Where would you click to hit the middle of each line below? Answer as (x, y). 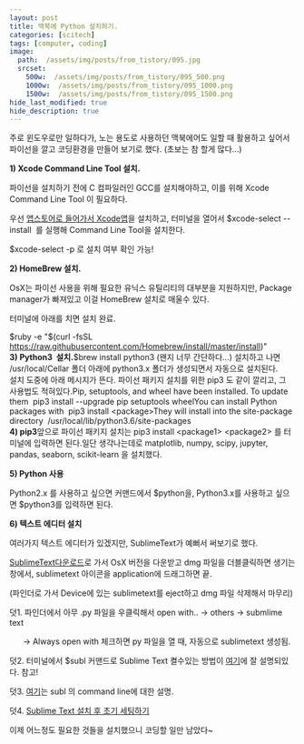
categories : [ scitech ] (52, 35)
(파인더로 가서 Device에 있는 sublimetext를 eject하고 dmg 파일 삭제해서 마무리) (151, 593)
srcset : (32, 69)
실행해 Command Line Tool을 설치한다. (115, 230)
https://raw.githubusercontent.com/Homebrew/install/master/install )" (138, 347)
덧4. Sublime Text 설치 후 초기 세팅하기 (79, 711)
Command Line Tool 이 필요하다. (69, 199)
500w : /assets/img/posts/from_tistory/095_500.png (125, 77)
